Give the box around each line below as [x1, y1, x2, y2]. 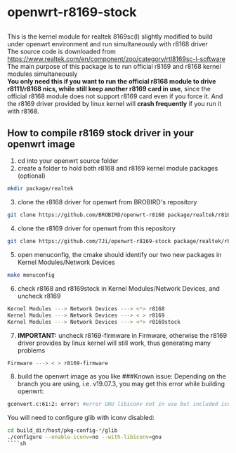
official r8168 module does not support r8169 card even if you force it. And [7, 92, 223, 100]
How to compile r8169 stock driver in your [7, 127, 195, 139]
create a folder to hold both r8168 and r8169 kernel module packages [17, 164, 218, 173]
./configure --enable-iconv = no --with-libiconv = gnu [7, 433, 162, 441]
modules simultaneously [7, 70, 78, 78]
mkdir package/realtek [7, 185, 74, 192]
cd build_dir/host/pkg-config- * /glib [7, 427, 118, 434]
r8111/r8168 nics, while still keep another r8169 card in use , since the [7, 84, 211, 93]
